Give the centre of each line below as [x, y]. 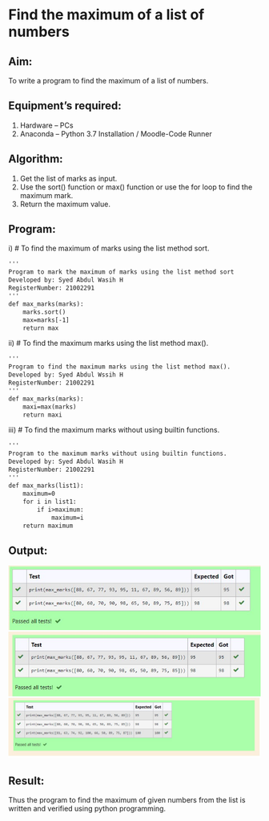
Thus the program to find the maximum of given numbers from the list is [127, 800]
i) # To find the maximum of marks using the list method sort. [109, 248]
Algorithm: [36, 159]
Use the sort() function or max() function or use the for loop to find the [136, 187]
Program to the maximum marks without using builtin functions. [118, 454]
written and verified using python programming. [87, 809]
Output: [28, 550]
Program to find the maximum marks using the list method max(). [119, 367]
